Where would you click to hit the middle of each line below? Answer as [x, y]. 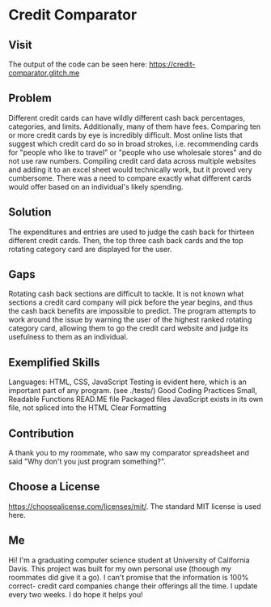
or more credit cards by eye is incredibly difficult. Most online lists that [125, 135]
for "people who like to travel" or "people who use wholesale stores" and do [135, 152]
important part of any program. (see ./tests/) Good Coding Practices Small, [133, 391]
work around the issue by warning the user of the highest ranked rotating [130, 320]
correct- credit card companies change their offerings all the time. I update [133, 586]
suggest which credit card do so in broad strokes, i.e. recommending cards [133, 143]
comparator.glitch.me [44, 73]
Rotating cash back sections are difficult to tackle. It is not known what [126, 294]
